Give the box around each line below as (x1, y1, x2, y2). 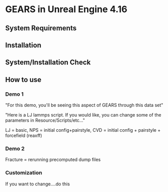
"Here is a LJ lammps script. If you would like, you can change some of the (5, 112, 161, 118)
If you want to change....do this (5, 181, 70, 187)
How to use (5, 75, 41, 84)
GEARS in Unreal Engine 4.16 (5, 4, 128, 15)
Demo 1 (5, 90, 24, 97)
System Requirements (5, 24, 77, 32)
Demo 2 (5, 145, 25, 152)
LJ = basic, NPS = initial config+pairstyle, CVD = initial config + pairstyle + (5, 127, 161, 133)
